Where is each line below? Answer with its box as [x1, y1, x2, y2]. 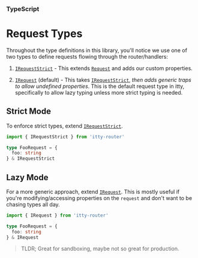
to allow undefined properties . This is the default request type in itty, [14, 83, 185, 90]
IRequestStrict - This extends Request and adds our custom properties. [14, 65, 193, 72]
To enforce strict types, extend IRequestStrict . [6, 122, 123, 129]
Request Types [6, 27, 83, 41]
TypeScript [6, 5, 40, 13]
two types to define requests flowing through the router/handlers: [6, 53, 169, 60]
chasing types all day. [6, 201, 60, 208]
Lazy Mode [6, 172, 49, 183]
